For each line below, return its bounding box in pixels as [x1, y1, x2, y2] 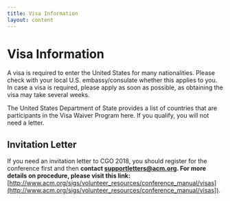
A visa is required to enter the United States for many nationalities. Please [7, 69, 215, 77]
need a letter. [7, 118, 45, 127]
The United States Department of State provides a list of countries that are [7, 104, 218, 112]
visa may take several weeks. [7, 91, 91, 99]
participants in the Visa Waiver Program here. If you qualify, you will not [7, 112, 209, 120]
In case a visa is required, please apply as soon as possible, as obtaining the [7, 83, 224, 92]
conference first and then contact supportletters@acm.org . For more [7, 165, 207, 173]
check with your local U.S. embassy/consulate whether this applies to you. [7, 76, 218, 85]
